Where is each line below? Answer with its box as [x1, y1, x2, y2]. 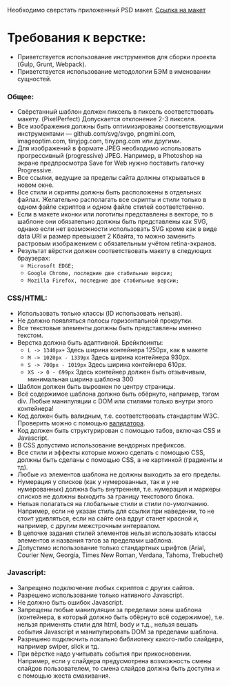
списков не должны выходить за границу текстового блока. [17, 492, 194, 501]
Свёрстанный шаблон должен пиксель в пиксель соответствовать [17, 108, 214, 116]
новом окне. [17, 181, 54, 189]
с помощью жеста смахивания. [17, 672, 110, 680]
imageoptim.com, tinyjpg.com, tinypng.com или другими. [17, 137, 181, 145]
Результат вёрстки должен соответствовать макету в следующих [17, 247, 212, 255]
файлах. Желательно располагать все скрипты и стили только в [17, 196, 207, 204]
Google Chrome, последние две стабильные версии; [27, 270, 174, 277]
